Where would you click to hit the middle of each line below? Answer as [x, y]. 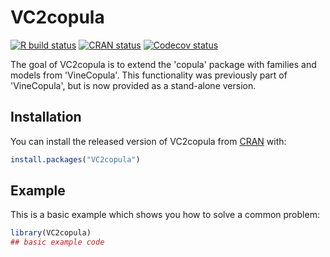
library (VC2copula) [51, 233]
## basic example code [57, 242]
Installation [46, 117]
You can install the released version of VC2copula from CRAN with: [148, 141]
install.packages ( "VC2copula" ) [75, 159]
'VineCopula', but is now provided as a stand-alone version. [133, 85]
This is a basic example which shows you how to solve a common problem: [165, 215]
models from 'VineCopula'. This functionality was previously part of [149, 75]
